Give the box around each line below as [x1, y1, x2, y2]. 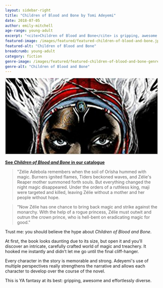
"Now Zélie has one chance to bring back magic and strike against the [16, 204, 158, 210]
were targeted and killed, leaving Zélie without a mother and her [16, 190, 145, 195]
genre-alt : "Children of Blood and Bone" [5, 64, 90, 69]
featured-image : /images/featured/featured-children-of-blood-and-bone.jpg [5, 39, 162, 44]
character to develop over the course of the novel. [5, 268, 105, 274]
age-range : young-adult [5, 28, 53, 33]
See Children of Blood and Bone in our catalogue [5, 160, 105, 165]
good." [16, 220, 31, 225]
